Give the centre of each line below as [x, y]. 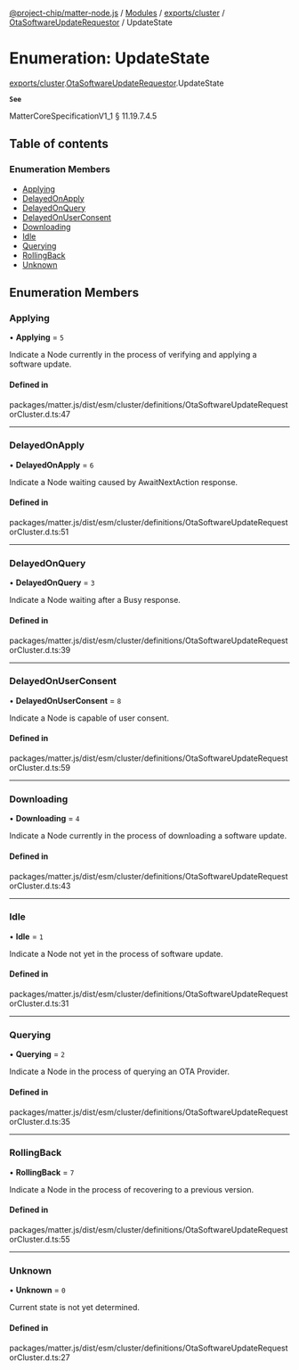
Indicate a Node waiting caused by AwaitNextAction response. [124, 482]
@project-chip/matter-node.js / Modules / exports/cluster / [117, 13]
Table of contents [59, 144]
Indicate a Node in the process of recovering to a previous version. [132, 1189]
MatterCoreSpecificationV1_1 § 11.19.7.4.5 [83, 116]
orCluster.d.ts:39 [40, 649]
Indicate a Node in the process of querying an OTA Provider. [119, 1072]
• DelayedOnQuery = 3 [52, 582]
